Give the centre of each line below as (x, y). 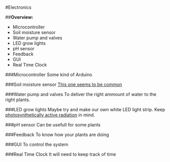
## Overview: (19, 17)
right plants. (18, 100)
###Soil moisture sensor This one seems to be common (64, 84)
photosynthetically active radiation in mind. (50, 115)
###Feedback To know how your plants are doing (57, 135)
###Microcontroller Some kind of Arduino (49, 75)
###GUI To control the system (37, 144)
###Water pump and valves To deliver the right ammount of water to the (81, 94)
